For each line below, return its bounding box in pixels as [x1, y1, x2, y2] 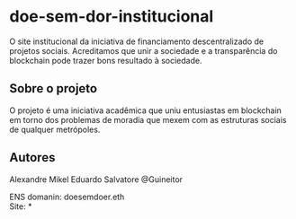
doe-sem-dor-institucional [9, 6, 214, 27]
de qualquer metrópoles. [9, 124, 101, 135]
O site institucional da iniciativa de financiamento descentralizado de [9, 36, 264, 47]
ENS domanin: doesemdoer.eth [9, 191, 125, 202]
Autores [9, 150, 56, 165]
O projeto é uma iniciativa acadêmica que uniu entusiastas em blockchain [9, 105, 282, 116]
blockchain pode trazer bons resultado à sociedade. [9, 55, 202, 66]
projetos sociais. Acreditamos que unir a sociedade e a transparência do [9, 45, 278, 56]
